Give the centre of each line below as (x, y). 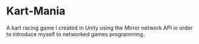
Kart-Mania (36, 11)
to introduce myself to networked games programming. (75, 34)
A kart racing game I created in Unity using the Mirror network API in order (100, 28)
